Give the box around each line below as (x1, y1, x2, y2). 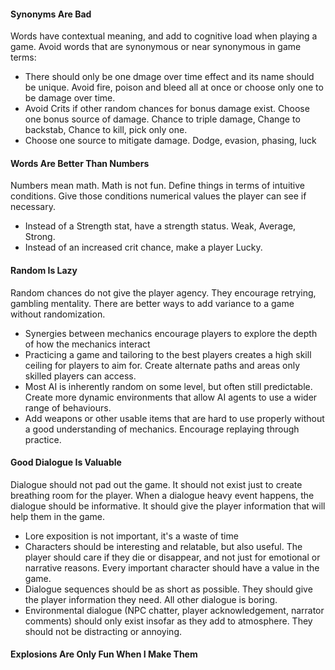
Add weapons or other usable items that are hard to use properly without (24, 412, 325, 424)
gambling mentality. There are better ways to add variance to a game (10, 297, 295, 309)
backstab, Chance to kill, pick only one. (24, 124, 188, 136)
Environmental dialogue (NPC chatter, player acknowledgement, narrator (24, 604, 325, 616)
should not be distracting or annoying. (24, 625, 182, 637)
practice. (24, 433, 62, 445)
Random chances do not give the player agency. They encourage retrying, (10, 286, 317, 299)
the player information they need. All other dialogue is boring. (24, 593, 278, 605)
